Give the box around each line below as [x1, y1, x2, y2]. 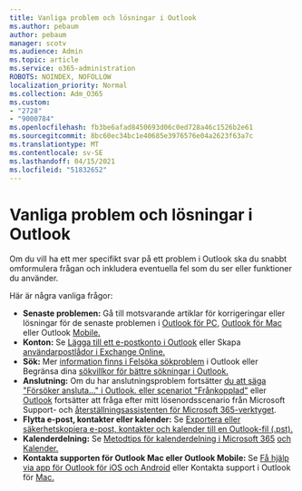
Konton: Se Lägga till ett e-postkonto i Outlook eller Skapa [22, 337, 241, 348]
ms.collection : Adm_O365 [9, 89, 103, 98]
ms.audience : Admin [9, 47, 83, 56]
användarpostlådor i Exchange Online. [22, 347, 166, 358]
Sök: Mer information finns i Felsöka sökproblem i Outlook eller [22, 356, 258, 368]
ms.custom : [9, 97, 51, 107]
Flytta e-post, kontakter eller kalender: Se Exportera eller [22, 414, 241, 425]
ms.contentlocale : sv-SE [9, 148, 103, 157]
